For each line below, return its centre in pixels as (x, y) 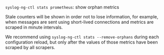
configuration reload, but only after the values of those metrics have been (81, 42)
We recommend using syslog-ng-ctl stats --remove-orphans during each (82, 37)
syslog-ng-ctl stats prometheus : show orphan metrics (62, 7)
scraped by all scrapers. (30, 47)
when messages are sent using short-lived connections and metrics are (79, 22)
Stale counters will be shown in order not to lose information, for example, (82, 17)
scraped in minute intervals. (34, 27)
